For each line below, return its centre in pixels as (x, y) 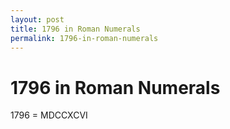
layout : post (37, 19)
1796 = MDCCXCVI (49, 115)
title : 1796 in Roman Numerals (75, 29)
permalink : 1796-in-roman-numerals (84, 38)
